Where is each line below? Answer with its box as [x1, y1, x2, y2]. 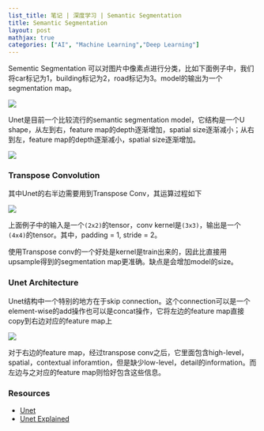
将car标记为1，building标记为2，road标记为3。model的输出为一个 [8, 74, 223, 83]
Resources [8, 388, 51, 399]
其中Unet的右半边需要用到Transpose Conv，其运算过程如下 [8, 189, 202, 198]
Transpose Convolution [8, 170, 100, 181]
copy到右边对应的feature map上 [8, 316, 113, 325]
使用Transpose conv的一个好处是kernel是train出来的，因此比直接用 [8, 247, 228, 257]
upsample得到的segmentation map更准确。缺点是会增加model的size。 [8, 257, 239, 267]
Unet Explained [19, 414, 70, 424]
